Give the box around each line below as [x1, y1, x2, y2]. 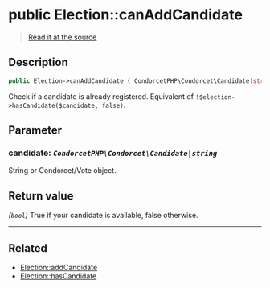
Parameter [8, 123, 63, 138]
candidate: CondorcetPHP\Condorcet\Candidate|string [8, 147, 218, 158]
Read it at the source [27, 32, 97, 42]
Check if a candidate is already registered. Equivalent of [8, 91, 194, 101]
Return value [8, 189, 74, 203]
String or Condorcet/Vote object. [8, 166, 117, 175]
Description [8, 56, 68, 69]
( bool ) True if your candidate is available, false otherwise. [8, 211, 198, 220]
